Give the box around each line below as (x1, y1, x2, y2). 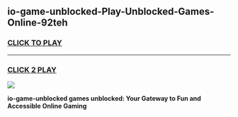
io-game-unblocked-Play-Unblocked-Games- (7, 6, 215, 18)
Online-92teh (7, 17, 68, 29)
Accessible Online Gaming (7, 101, 87, 110)
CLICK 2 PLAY (7, 65, 57, 74)
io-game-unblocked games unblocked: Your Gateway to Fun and (7, 94, 202, 102)
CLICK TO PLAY (7, 38, 62, 48)
